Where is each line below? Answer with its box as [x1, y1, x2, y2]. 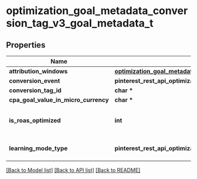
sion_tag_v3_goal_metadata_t [6, 16, 154, 30]
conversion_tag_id [9, 86, 62, 94]
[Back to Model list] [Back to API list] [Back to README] [6, 167, 141, 174]
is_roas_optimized [9, 116, 61, 124]
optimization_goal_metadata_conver [6, 4, 188, 18]
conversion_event [9, 77, 60, 85]
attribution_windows [9, 67, 68, 75]
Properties [6, 40, 46, 50]
